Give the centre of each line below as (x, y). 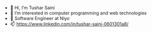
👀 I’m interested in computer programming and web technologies (78, 13)
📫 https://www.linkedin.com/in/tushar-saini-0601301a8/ (69, 24)
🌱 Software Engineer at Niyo (40, 18)
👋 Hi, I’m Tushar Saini (32, 8)
